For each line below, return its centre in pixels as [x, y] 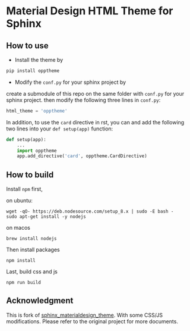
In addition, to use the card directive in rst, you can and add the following [95, 122]
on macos [18, 228]
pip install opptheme [33, 71]
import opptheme [37, 151]
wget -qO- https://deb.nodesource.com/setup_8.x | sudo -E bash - [90, 212]
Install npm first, [24, 189]
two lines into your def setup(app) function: [60, 129]
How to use [27, 46]
